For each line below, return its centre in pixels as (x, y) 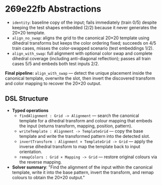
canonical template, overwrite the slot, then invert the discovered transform (80, 78)
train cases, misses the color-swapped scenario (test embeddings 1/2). (83, 48)
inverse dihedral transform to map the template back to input (80, 146)
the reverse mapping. (40, 162)
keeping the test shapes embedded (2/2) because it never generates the (84, 27)
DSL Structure (27, 99)
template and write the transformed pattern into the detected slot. (85, 136)
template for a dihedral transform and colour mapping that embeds (86, 120)
